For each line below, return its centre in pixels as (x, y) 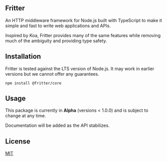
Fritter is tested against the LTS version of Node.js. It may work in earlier (80, 68)
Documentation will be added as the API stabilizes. (57, 125)
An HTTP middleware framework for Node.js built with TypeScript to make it (83, 20)
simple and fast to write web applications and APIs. (58, 26)
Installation (23, 56)
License (18, 141)
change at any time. (26, 116)
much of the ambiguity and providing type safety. (56, 41)
